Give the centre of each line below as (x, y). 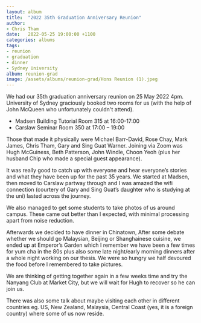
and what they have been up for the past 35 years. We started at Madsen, (98, 177)
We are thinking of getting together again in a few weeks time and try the (97, 276)
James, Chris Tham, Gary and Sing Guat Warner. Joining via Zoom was (94, 146)
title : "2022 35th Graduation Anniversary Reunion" (74, 18)
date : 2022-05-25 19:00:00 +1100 (51, 34)
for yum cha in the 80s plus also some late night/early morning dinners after (101, 252)
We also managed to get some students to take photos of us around (91, 208)
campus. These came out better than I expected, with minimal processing (97, 214)
